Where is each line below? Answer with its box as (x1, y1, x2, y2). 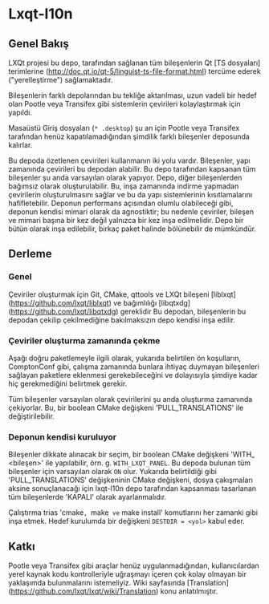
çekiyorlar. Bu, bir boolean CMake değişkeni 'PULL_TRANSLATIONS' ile (8, 403, 244, 412)
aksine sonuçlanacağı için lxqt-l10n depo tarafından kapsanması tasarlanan (8, 484, 257, 493)
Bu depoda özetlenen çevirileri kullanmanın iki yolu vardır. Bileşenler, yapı (8, 156, 251, 165)
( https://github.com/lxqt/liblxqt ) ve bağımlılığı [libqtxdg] (8, 298, 191, 307)
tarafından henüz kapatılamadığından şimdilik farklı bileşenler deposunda (8, 132, 251, 141)
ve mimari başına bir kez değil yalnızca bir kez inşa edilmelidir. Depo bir (8, 216, 244, 225)
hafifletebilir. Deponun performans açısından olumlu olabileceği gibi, (8, 198, 234, 208)
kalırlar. (8, 140, 33, 149)
